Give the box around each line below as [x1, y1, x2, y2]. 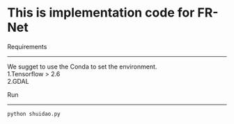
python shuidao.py [7, 110, 61, 117]
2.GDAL [7, 77, 29, 85]
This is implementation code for [7, 5, 195, 21]
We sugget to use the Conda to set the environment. [7, 62, 157, 71]
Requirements [7, 42, 47, 51]
